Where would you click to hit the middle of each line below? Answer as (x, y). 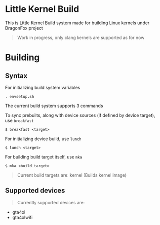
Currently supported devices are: (51, 202)
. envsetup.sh (20, 96)
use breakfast (20, 120)
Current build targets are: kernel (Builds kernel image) (72, 175)
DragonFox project (24, 28)
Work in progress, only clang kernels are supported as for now (81, 37)
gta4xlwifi (22, 217)
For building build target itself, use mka (44, 157)
